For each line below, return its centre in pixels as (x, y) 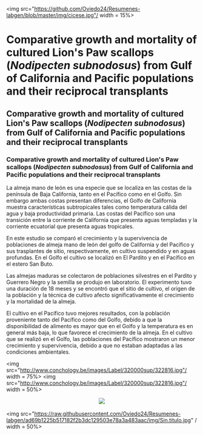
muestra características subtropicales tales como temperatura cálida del (97, 207)
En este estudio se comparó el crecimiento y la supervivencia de (87, 238)
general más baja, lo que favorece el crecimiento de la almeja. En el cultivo (99, 332)
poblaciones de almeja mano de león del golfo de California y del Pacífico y (100, 244)
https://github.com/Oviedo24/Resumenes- (87, 9)
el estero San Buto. (30, 264)
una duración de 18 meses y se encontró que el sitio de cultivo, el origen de (101, 288)
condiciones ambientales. (38, 352)
